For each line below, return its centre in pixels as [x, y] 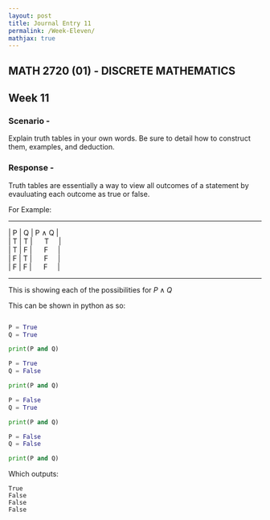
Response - [31, 168]
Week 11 [29, 98]
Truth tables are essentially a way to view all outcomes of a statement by [129, 185]
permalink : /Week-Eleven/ [51, 31]
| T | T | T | [35, 241]
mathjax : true [32, 38]
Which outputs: [33, 474]
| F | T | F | [35, 258]
